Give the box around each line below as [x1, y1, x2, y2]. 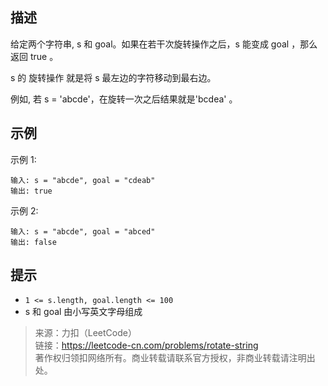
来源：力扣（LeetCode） [34, 327, 137, 339]
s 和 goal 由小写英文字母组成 [24, 306, 143, 318]
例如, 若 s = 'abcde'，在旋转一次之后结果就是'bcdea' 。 [10, 93, 238, 105]
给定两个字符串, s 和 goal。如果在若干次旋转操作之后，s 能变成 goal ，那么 [10, 38, 318, 50]
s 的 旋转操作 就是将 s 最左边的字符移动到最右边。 [10, 71, 217, 83]
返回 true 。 [10, 50, 59, 62]
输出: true [10, 186, 53, 196]
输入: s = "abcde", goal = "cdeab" [10, 175, 156, 185]
